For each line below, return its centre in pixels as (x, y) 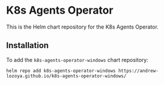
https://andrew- (139, 71)
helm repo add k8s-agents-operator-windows (61, 71)
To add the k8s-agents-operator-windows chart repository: (77, 59)
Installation (27, 45)
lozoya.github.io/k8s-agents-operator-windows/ (66, 76)
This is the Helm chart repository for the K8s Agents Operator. (83, 27)
